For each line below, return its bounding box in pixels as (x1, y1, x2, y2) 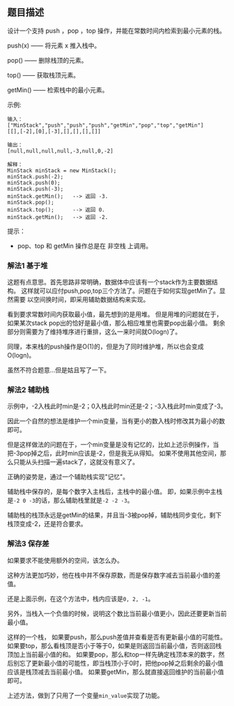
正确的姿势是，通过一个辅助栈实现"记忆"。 (7, 473, 130, 481)
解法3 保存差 (7, 539, 50, 548)
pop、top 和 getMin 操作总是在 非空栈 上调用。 (17, 241, 153, 250)
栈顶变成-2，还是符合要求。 (7, 520, 87, 528)
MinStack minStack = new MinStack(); (7, 167, 117, 174)
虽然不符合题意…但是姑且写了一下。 (7, 366, 111, 374)
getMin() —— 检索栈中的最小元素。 (7, 86, 109, 94)
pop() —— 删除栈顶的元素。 (7, 56, 88, 64)
